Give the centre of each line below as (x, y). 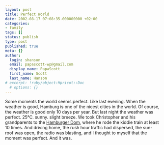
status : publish (22, 37)
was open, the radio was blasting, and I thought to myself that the (81, 133)
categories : (17, 23)
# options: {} (24, 87)
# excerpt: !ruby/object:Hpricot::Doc (45, 83)
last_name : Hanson (28, 78)
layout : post (18, 10)
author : (13, 55)
